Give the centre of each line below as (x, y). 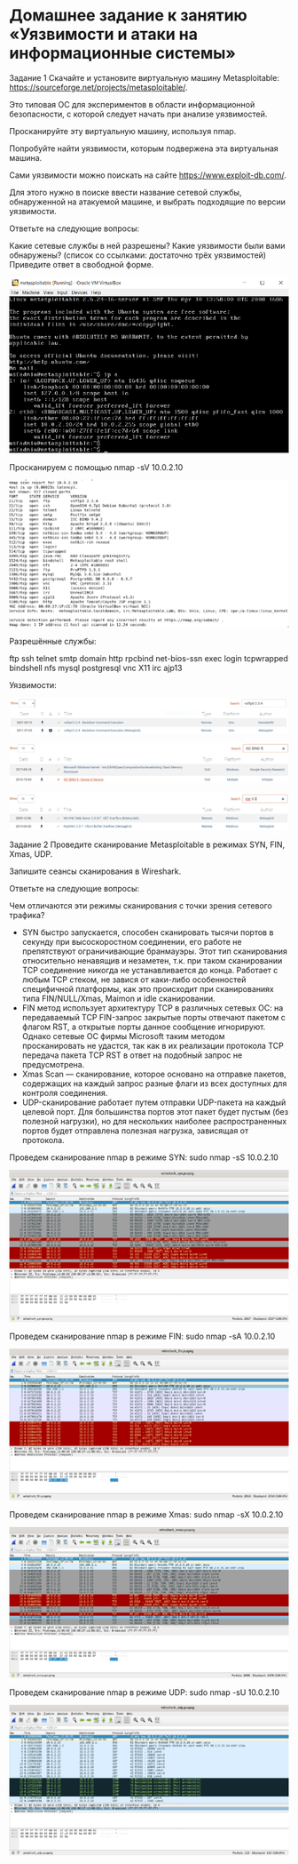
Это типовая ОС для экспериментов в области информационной (132, 104)
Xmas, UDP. (31, 853)
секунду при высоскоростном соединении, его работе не (132, 941)
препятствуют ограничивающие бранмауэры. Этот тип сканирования (155, 951)
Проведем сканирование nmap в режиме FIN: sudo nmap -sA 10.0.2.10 (142, 1336)
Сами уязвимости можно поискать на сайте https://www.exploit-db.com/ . (148, 175)
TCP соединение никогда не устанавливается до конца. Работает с (150, 970)
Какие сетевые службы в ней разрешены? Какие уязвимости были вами (147, 245)
